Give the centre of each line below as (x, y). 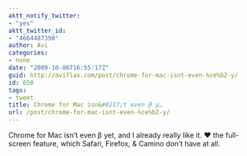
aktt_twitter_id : (37, 30)
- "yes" (21, 23)
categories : (28, 53)
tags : (17, 90)
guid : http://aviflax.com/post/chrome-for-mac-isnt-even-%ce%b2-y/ (123, 75)
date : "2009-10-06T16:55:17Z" (59, 68)
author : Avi (28, 46)
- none (19, 61)
